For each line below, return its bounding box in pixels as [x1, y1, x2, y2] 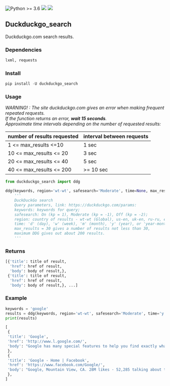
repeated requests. [5, 110, 45, 116]
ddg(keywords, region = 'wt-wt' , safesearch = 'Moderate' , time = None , [5, 188, 148, 194]
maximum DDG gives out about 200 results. [14, 231, 105, 236]
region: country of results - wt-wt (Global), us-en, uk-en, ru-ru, [14, 217, 162, 222]
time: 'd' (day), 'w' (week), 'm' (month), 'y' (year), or [14, 221, 142, 227]
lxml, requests [5, 58, 37, 63]
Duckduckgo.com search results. [5, 33, 74, 40]
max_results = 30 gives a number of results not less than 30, [14, 226, 151, 231]
